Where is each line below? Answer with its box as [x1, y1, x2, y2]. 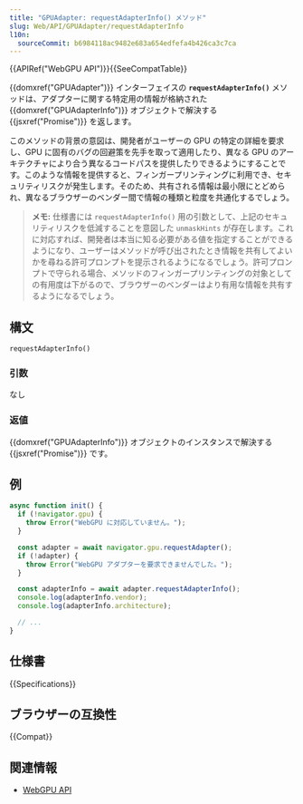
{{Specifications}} [9, 678, 77, 689]
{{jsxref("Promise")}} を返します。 [9, 116, 137, 127]
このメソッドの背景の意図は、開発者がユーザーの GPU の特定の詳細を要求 [9, 135, 285, 146]
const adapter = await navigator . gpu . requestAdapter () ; [17, 543, 232, 552]
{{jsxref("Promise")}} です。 [9, 448, 113, 459]
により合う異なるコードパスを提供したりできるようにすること [48, 158, 279, 169]
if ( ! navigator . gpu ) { [17, 509, 103, 519]
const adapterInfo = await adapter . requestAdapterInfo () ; [17, 585, 241, 594]
